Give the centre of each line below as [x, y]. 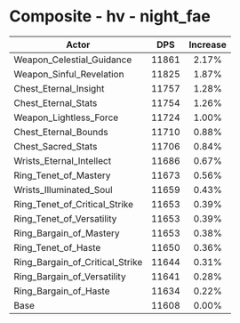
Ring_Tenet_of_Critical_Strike [74, 204]
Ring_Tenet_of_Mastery [62, 175]
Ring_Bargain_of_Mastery [67, 233]
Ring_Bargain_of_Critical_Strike [78, 262]
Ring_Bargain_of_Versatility [70, 276]
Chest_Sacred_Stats [56, 146]
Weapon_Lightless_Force [66, 117]
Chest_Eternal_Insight [59, 88]
